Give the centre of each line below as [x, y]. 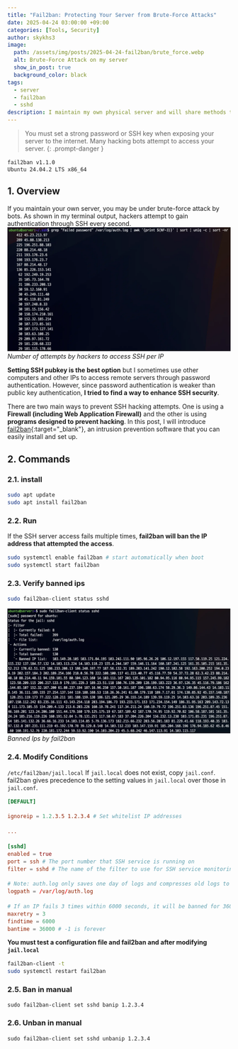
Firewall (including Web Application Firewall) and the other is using [107, 414]
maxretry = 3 [27, 914]
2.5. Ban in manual [40, 989]
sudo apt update [31, 495]
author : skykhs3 [31, 38]
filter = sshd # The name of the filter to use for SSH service [104, 869]
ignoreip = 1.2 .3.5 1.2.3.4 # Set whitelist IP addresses [95, 817]
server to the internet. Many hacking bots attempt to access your [119, 141]
